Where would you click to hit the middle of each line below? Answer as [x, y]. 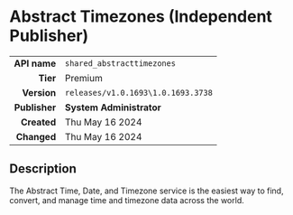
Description [43, 169]
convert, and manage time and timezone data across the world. [127, 200]
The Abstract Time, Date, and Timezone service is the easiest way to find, [146, 191]
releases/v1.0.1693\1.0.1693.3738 [139, 93]
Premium [84, 78]
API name [35, 63]
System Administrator [113, 107]
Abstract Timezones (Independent [141, 17]
